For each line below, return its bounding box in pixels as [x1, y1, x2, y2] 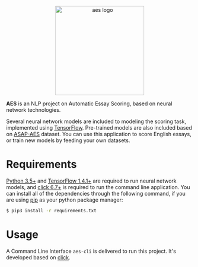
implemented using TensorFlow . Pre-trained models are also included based [6, 124, 193, 131]
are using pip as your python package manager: [6, 196, 123, 203]
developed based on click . [6, 253, 71, 261]
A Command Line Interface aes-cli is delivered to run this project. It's [6, 247, 177, 255]
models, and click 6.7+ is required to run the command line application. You [6, 183, 190, 190]
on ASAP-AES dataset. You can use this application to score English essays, [6, 131, 191, 137]
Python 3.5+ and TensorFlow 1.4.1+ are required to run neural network [6, 177, 177, 184]
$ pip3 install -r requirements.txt [6, 208, 97, 213]
